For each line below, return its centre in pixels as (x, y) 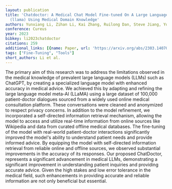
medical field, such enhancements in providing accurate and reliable (77, 176)
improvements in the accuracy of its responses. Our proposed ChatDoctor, (84, 154)
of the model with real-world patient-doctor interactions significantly (78, 132)
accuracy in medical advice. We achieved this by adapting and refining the (84, 89)
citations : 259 (21, 44)
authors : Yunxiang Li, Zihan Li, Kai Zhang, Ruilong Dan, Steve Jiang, (83, 24)
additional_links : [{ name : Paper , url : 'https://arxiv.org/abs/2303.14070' (88, 48)
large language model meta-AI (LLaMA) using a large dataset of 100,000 (81, 94)
